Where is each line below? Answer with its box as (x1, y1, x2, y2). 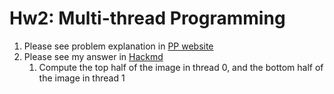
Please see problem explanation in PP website (23, 40, 214, 52)
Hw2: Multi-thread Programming (9, 7, 286, 30)
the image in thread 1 (38, 72, 126, 84)
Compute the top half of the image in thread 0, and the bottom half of (38, 61, 324, 73)
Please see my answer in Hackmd (23, 50, 164, 62)
